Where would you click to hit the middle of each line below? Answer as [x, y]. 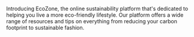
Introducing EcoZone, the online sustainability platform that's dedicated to [97, 9]
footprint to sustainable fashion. [45, 27]
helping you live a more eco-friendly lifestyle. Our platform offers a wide [95, 15]
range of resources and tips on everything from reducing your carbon [92, 21]
